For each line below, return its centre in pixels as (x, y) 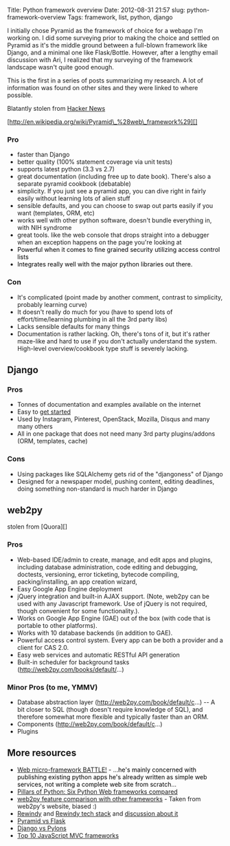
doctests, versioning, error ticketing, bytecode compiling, (98, 574)
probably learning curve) (52, 304)
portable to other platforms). (57, 625)
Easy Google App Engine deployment (70, 589)
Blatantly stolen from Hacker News (56, 108)
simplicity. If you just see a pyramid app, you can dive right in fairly (112, 191)
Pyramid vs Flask (41, 821)
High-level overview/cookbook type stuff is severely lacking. (103, 348)
